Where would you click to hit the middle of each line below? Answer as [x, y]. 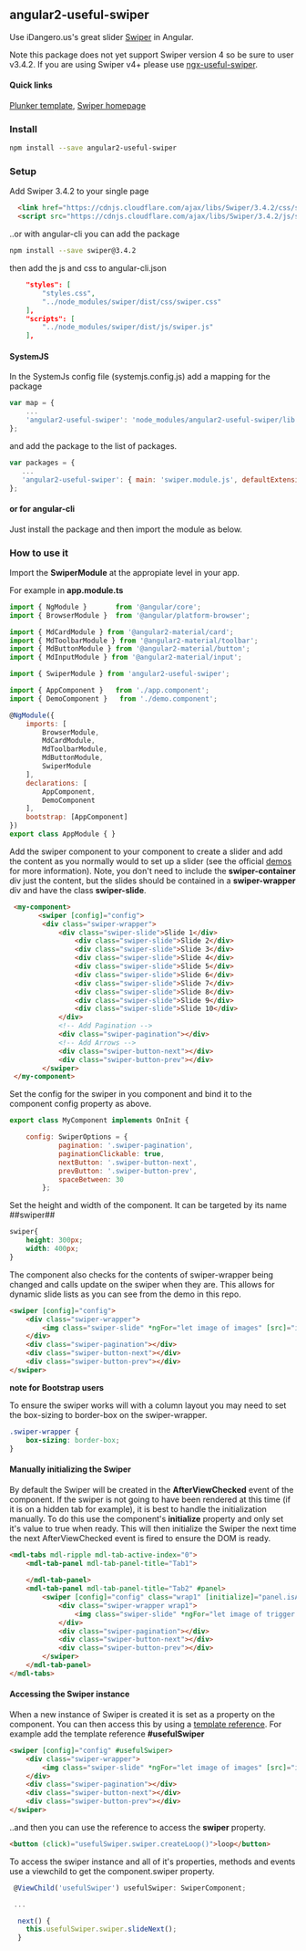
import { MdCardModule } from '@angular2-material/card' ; [122, 632]
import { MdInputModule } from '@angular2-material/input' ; [126, 657]
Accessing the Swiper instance [70, 1694]
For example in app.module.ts [66, 590]
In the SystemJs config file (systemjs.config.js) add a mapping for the [140, 377]
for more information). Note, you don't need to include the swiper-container [153, 871]
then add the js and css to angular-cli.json [88, 268]
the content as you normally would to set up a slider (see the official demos [151, 861]
